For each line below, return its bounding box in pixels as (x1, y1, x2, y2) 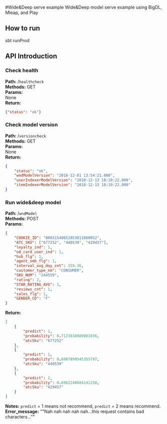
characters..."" (5, 414, 35, 420)
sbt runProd (5, 37, 30, 43)
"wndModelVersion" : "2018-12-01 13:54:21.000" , (14, 173, 115, 178)
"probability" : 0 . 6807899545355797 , (23, 357, 99, 362)
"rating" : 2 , (14, 277, 41, 282)
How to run (5, 24, 40, 33)
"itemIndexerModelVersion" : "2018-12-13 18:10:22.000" (14, 183, 131, 188)
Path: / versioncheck (5, 132, 46, 138)
